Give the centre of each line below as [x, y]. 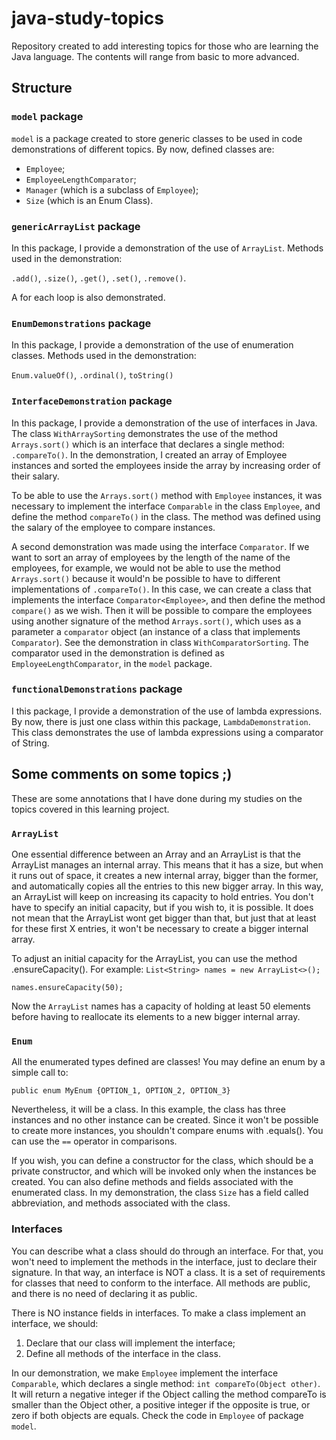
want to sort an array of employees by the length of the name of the [151, 557]
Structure [42, 88]
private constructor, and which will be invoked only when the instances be [164, 1171]
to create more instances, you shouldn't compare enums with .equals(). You [167, 1131]
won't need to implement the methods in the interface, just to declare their [164, 1261]
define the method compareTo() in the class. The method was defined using [166, 516]
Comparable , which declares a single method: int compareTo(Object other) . [166, 1383]
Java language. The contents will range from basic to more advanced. [155, 56]
